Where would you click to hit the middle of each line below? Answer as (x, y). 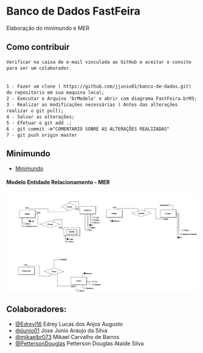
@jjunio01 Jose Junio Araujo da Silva (61, 330)
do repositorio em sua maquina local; (55, 93)
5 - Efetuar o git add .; (39, 123)
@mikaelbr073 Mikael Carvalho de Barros (67, 337)
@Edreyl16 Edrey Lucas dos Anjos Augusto (69, 324)
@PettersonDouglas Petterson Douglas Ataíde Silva (79, 343)
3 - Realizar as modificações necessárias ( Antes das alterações (92, 105)
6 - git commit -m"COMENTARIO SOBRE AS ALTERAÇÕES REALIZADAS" (88, 129)
